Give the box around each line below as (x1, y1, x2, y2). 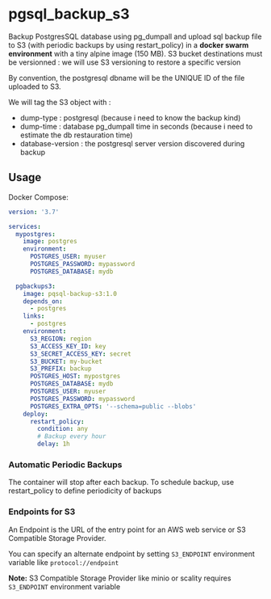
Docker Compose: (8, 192, 69, 202)
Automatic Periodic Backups (8, 458, 123, 470)
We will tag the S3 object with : (8, 97, 111, 107)
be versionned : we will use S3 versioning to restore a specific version (8, 57, 241, 67)
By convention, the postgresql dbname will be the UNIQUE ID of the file (8, 73, 245, 82)
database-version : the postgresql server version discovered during (19, 138, 245, 148)
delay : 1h (37, 440, 70, 449)
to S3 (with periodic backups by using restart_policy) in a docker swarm (8, 40, 249, 49)
